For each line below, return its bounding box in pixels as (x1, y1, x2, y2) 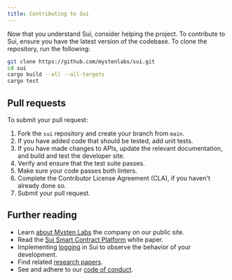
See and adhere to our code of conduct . (17, 265, 134, 274)
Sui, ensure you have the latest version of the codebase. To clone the (7, 36, 207, 46)
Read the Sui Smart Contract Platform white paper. (17, 235, 163, 244)
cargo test (7, 78, 39, 85)
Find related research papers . (17, 258, 103, 266)
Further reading (7, 209, 77, 221)
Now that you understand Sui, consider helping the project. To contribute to (7, 29, 226, 38)
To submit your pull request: (7, 115, 88, 124)
